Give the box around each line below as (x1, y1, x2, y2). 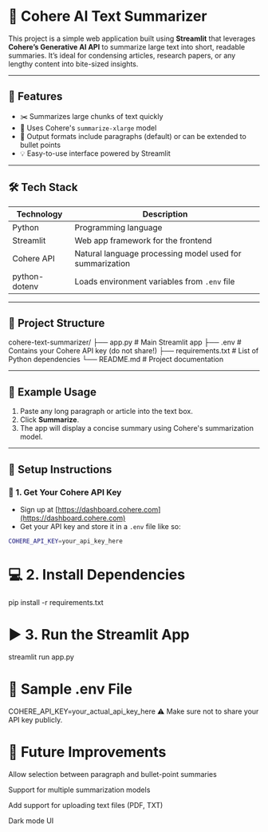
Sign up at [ (19, 504, 58, 514)
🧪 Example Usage (8, 385, 97, 399)
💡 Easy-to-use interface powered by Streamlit (19, 148, 171, 158)
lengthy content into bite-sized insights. (8, 59, 139, 69)
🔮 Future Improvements (8, 742, 167, 761)
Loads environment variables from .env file (74, 276, 235, 287)
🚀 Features (8, 90, 63, 103)
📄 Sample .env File (8, 679, 133, 698)
